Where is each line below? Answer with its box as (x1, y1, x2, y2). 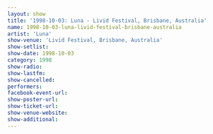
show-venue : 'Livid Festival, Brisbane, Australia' (7, 37, 163, 44)
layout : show (7, 10, 46, 18)
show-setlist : (7, 43, 50, 50)
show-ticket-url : (7, 103, 59, 110)
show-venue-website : (7, 109, 69, 116)
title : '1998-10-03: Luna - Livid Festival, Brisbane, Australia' (7, 17, 207, 24)
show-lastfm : (7, 69, 46, 77)
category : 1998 (7, 57, 52, 64)
